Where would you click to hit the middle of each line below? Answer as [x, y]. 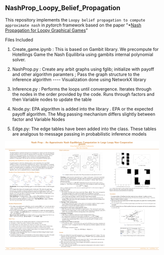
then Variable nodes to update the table [52, 99]
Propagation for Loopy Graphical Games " [46, 30]
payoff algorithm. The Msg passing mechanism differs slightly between [83, 114]
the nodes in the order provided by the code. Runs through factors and [83, 94]
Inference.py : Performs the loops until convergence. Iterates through [82, 89]
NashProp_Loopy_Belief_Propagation [63, 8]
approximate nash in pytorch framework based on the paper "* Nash [73, 25]
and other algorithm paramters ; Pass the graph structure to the [76, 74]
